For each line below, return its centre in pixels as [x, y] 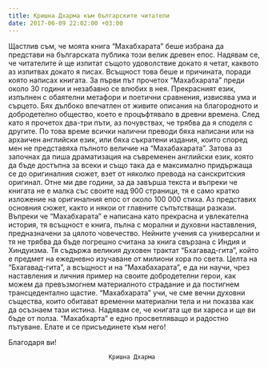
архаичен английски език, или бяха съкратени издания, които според [128, 139]
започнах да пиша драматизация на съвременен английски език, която [131, 156]
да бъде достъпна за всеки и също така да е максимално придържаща [130, 165]
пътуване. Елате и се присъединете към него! [87, 327]
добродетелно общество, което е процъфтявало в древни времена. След [134, 114]
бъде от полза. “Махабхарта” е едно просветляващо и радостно [119, 318]
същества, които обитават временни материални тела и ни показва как [131, 301]
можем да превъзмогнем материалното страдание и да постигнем [124, 284]
